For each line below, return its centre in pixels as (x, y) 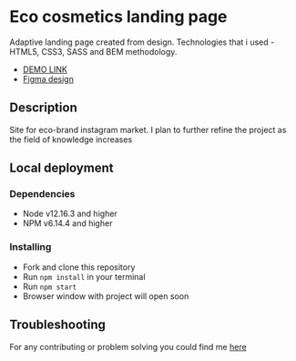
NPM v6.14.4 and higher (67, 223)
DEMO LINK (45, 69)
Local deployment (61, 168)
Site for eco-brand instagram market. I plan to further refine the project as (148, 129)
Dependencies (42, 194)
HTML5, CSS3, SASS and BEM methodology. (93, 51)
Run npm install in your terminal (84, 276)
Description (43, 108)
